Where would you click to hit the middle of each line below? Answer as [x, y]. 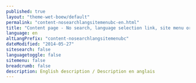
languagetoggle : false [34, 55]
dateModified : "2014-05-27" [40, 44]
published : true [26, 11]
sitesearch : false [28, 50]
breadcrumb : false [28, 66]
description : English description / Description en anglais [81, 71]
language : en [22, 33]
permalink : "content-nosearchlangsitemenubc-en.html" [73, 22]
